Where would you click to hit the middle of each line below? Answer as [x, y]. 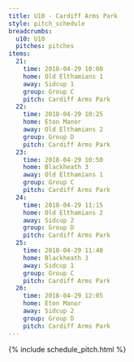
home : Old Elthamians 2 [63, 212]
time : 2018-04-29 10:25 [63, 115]
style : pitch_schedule [47, 24]
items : [19, 54]
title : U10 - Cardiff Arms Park [63, 16]
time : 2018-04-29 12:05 [63, 296]
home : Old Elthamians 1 [63, 76]
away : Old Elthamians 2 [63, 129]
